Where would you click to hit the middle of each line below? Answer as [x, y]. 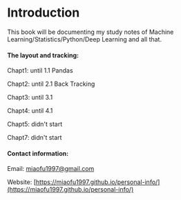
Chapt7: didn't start [35, 138]
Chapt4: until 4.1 [30, 111]
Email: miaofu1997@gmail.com [51, 169]
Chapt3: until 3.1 [30, 98]
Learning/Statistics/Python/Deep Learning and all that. [85, 39]
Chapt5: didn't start [35, 124]
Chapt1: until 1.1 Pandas [40, 71]
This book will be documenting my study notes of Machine [90, 32]
